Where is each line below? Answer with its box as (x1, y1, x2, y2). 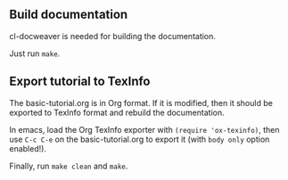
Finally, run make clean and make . (9, 160, 128, 171)
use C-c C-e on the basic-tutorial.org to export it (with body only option (9, 134, 270, 144)
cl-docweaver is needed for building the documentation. (9, 30, 217, 41)
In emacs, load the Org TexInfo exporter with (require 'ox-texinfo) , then (9, 124, 280, 135)
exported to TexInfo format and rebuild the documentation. (9, 107, 225, 118)
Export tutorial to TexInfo (9, 74, 151, 89)
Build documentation (9, 7, 128, 22)
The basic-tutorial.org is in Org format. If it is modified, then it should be (9, 97, 274, 108)
